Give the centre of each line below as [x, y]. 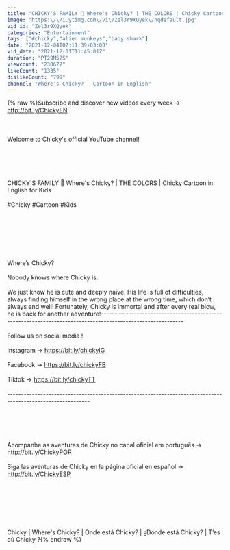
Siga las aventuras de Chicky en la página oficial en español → [95, 467]
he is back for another [38, 314]
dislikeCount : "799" [37, 77]
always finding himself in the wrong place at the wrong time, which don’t [110, 299]
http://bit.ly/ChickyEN [37, 110]
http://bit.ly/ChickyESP [39, 474]
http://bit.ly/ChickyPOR [39, 452]
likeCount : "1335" [33, 71]
